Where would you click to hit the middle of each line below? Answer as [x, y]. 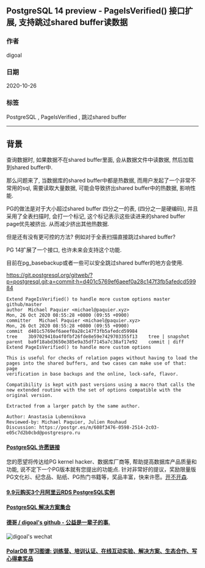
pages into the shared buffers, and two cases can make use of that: [97, 363]
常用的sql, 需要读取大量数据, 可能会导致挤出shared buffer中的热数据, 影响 [99, 188]
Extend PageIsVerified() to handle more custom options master [88, 299]
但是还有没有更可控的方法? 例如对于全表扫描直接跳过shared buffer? [91, 237]
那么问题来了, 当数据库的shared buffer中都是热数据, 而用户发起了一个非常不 [101, 180]
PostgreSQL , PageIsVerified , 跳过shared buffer [67, 117]
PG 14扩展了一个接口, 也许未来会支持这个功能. [64, 250]
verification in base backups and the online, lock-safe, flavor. [92, 374]
